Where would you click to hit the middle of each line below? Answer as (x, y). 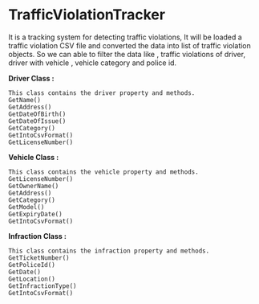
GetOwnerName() (34, 186)
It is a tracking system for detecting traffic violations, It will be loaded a (125, 37)
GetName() (25, 100)
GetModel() (26, 207)
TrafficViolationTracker (87, 15)
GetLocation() (32, 279)
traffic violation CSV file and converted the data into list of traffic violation (129, 45)
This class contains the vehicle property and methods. (103, 172)
